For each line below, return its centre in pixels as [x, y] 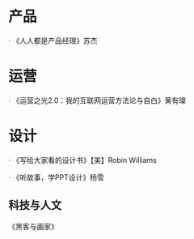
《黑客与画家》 [33, 226]
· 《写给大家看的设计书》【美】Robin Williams [83, 160]
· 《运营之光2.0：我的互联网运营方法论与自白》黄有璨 [97, 100]
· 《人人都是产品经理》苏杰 [53, 41]
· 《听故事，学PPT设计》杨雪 [56, 177]
